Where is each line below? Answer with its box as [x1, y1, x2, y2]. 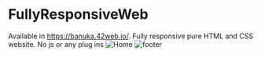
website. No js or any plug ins [8, 39, 105, 48]
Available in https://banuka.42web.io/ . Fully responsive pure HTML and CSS [8, 31, 254, 41]
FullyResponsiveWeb [8, 5, 149, 23]
